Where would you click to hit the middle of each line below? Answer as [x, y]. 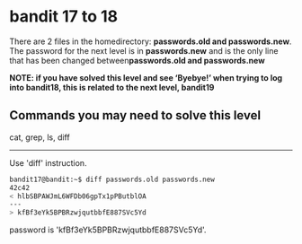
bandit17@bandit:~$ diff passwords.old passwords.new [112, 179]
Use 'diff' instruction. [48, 162]
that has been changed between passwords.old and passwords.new [137, 60]
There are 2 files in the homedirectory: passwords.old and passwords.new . [151, 41]
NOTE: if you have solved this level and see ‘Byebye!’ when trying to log [146, 77]
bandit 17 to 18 [64, 17]
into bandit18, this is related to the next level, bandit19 [112, 87]
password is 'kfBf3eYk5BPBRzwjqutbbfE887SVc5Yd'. [108, 230]
